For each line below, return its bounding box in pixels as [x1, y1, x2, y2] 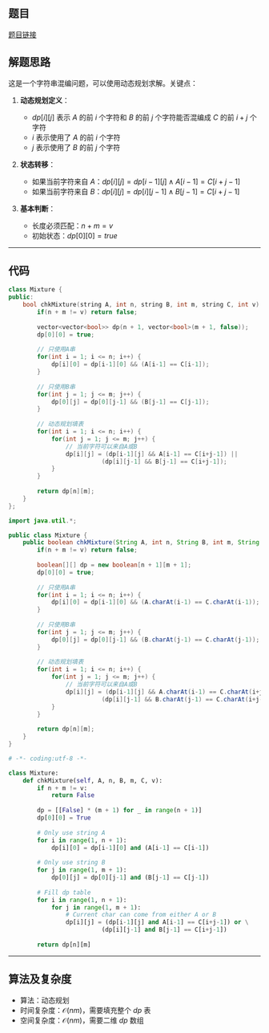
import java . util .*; [8, 516, 78, 525]
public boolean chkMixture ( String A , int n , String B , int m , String [22, 539, 260, 547]
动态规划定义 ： [19, 95, 70, 105]
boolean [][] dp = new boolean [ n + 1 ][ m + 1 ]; [37, 561, 192, 569]
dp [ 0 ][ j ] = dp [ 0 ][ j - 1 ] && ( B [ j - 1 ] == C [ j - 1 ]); [50, 397, 210, 406]
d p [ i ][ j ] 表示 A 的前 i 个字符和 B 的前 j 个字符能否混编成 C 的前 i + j [31, 112, 248, 122]
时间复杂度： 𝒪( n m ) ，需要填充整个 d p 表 [19, 1005, 151, 1015]
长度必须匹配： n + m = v [31, 221, 114, 230]
